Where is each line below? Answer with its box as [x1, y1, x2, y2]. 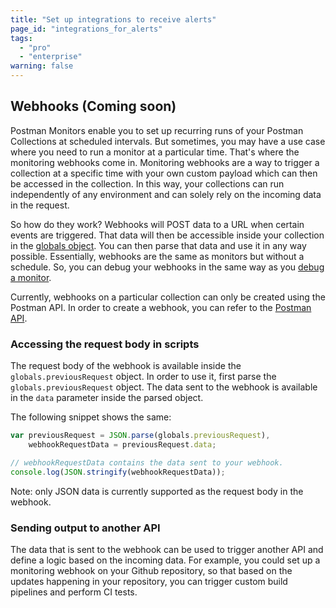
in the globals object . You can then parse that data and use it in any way [10, 239, 307, 251]
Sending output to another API [10, 521, 161, 535]
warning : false [10, 61, 74, 71]
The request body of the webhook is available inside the [10, 360, 242, 372]
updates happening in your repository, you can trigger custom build [10, 575, 288, 587]
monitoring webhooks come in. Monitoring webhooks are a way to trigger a [10, 156, 320, 168]
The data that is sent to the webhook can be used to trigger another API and [10, 543, 324, 555]
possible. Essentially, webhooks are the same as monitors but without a [10, 250, 305, 262]
